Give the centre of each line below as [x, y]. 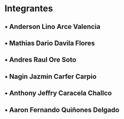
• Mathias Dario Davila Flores [50, 43]
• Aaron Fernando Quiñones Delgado [62, 110]
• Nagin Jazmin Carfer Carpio [51, 76]
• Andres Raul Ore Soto [41, 60]
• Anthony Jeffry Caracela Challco [58, 93]
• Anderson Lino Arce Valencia [52, 27]
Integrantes [29, 9]
